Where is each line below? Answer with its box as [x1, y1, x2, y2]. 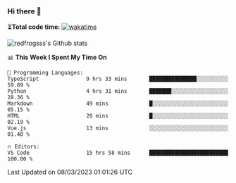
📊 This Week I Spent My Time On [7, 53, 107, 62]
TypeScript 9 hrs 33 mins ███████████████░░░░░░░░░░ [7, 75, 229, 83]
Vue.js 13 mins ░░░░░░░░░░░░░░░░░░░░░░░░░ [7, 125, 229, 132]
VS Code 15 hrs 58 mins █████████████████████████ [7, 149, 229, 157]
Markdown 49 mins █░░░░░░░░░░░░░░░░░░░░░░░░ [7, 100, 229, 108]
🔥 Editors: [7, 144, 40, 151]
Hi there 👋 [7, 6, 42, 16]
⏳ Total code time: [7, 23, 61, 31]
